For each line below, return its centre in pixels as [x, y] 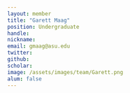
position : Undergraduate [43, 27]
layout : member [29, 14]
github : [19, 59]
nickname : [22, 40]
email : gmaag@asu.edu [39, 46]
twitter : [20, 53]
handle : [19, 33]
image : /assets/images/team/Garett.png [65, 72]
